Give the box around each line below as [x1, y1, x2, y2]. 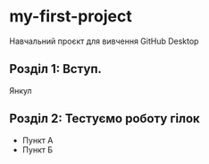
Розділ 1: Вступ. [9, 61, 103, 77]
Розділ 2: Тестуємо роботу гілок [9, 111, 201, 127]
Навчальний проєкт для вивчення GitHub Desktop [9, 36, 199, 46]
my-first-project [9, 6, 132, 27]
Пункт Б [21, 144, 54, 155]
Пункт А [21, 135, 54, 145]
